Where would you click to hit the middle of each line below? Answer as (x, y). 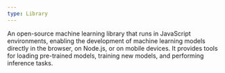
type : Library (28, 14)
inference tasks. (30, 63)
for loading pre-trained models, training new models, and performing (106, 56)
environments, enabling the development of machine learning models (107, 41)
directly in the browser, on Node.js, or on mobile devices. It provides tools (112, 48)
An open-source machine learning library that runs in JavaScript (99, 33)
